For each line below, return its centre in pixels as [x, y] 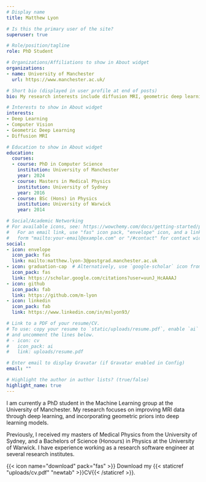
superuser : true [27, 34]
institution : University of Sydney [63, 187]
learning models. [28, 422]
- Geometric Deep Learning [41, 130]
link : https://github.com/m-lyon [55, 295]
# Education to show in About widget [55, 147]
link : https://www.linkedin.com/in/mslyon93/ [71, 313]
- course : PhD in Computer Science [57, 164]
